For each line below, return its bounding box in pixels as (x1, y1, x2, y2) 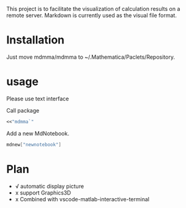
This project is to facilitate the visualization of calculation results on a (6, 6, 180, 12)
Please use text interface (6, 95, 69, 102)
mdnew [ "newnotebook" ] (6, 141, 62, 147)
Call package (6, 106, 40, 114)
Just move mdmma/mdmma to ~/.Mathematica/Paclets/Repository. (6, 53, 176, 61)
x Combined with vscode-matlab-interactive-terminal (15, 195, 150, 202)
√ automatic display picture (15, 182, 84, 190)
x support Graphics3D (15, 189, 72, 196)
